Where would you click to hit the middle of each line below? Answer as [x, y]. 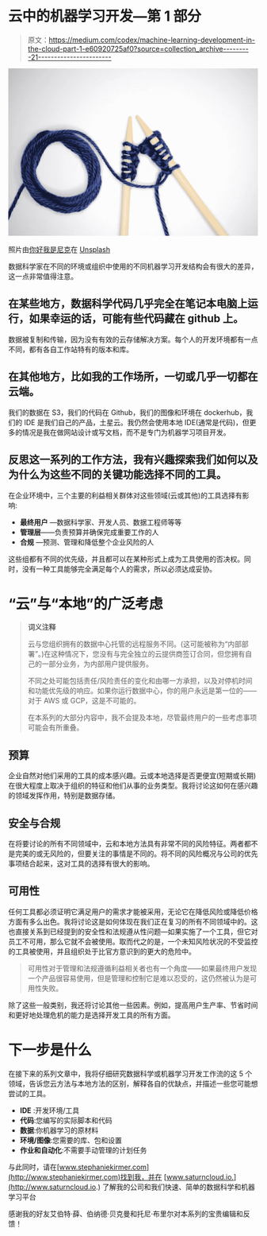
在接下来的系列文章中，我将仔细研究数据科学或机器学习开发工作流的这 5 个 [130, 1073]
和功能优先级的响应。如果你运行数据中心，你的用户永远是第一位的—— [142, 691]
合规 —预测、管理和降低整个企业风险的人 [87, 542]
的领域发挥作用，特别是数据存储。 [64, 796]
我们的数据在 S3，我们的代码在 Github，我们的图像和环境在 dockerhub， [128, 412]
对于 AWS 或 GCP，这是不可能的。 [84, 701]
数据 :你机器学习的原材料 [59, 1130]
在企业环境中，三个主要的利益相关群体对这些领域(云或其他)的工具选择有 [126, 495]
